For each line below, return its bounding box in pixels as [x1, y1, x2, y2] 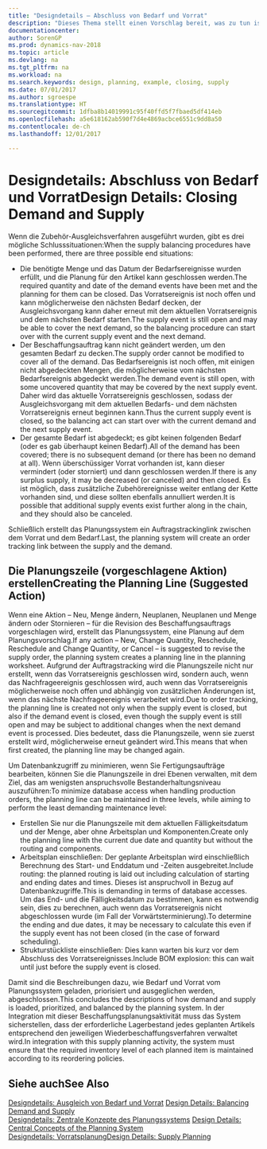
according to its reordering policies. [8, 1054, 125, 1063]
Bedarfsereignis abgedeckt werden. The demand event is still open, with [19, 373, 256, 383]
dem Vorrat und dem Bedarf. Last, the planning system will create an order [8, 532, 250, 542]
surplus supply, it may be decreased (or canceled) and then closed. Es [19, 475, 252, 485]
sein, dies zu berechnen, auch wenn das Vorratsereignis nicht [19, 903, 222, 913]
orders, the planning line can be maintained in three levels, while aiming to [8, 795, 251, 804]
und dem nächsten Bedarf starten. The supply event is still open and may [19, 314, 258, 324]
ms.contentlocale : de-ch [8, 123, 91, 130]
